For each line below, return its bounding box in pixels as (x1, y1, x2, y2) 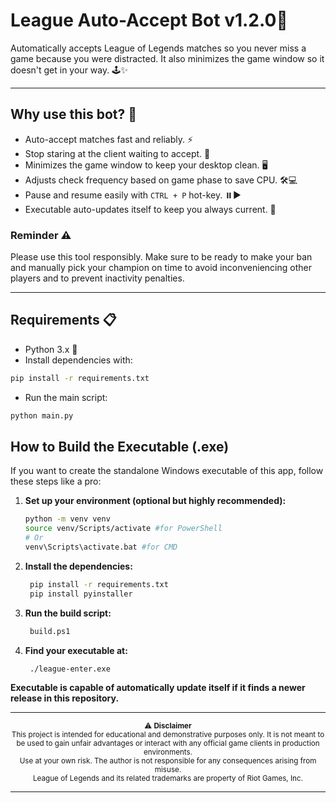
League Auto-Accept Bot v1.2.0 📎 (10, 9, 288, 32)
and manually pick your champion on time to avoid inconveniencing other (10, 262, 312, 274)
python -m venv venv (24, 514, 111, 524)
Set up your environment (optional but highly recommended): (24, 495, 287, 507)
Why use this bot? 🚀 (10, 106, 137, 123)
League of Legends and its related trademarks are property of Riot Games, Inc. (33, 774, 303, 784)
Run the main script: (24, 391, 108, 403)
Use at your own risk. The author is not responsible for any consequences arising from (19, 756, 317, 766)
